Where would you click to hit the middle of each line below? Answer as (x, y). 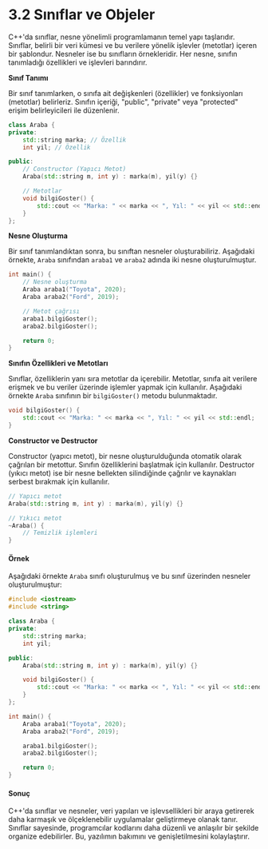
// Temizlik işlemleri (60, 533)
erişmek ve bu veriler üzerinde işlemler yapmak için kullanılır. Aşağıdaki (125, 387)
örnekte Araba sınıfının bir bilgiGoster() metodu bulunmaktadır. (113, 396)
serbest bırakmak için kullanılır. (59, 481)
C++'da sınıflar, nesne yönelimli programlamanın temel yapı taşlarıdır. (122, 37)
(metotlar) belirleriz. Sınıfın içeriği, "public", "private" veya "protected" (123, 102)
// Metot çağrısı (51, 311)
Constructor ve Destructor (53, 440)
